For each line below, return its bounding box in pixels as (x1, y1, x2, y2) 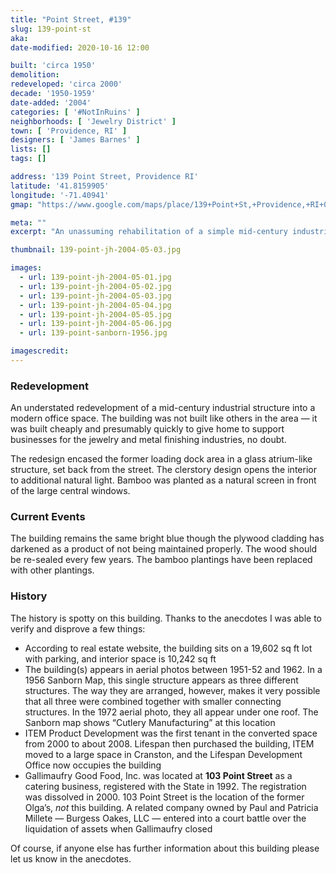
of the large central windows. (10, 485, 131, 497)
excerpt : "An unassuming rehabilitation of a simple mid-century (10, 227, 288, 237)
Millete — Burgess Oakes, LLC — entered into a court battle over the (24, 812, 307, 824)
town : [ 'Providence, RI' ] (10, 126, 128, 136)
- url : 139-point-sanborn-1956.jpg (19, 328, 168, 338)
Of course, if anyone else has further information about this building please (10, 842, 320, 854)
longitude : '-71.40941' (10, 190, 110, 200)
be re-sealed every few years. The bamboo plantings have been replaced (10, 554, 313, 566)
